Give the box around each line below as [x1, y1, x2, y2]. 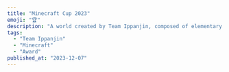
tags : [7, 29, 23, 36]
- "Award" [13, 49, 41, 56]
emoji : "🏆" [7, 16, 41, 23]
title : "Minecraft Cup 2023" [7, 10, 91, 17]
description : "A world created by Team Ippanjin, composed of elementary [7, 23, 223, 29]
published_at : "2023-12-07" [7, 55, 88, 62]
